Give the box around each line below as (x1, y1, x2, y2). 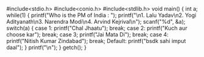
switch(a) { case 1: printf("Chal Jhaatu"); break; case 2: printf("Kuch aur (6, 24, 188, 32)
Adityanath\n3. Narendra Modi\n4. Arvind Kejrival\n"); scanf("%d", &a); (6, 18, 186, 25)
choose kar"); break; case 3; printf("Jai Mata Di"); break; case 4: (6, 31, 169, 38)
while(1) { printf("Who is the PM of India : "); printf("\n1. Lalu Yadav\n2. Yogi (6, 12, 197, 19)
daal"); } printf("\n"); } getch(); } (6, 44, 87, 51)
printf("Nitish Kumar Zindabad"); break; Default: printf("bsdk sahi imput (6, 38, 186, 44)
